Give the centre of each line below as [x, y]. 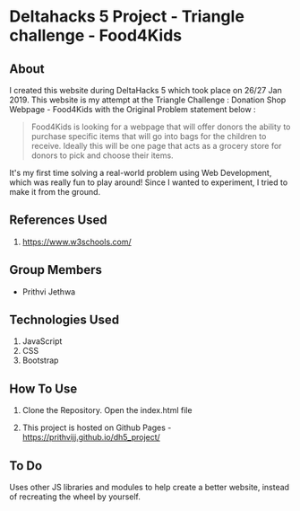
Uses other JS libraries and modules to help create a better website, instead [149, 488]
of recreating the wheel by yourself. [75, 497]
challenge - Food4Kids [95, 35]
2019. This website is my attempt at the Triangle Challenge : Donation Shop [148, 100]
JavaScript [42, 341]
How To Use [43, 388]
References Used [58, 220]
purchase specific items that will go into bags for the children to [149, 136]
